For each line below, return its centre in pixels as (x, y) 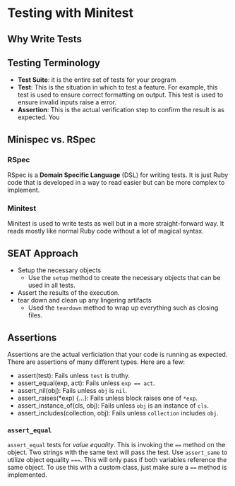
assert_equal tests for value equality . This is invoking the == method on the (116, 445)
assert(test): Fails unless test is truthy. (74, 376)
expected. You (38, 117)
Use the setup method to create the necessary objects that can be (124, 278)
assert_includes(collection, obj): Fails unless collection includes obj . (118, 413)
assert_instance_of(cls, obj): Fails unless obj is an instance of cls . (113, 406)
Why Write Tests (45, 39)
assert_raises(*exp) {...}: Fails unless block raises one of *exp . (108, 398)
